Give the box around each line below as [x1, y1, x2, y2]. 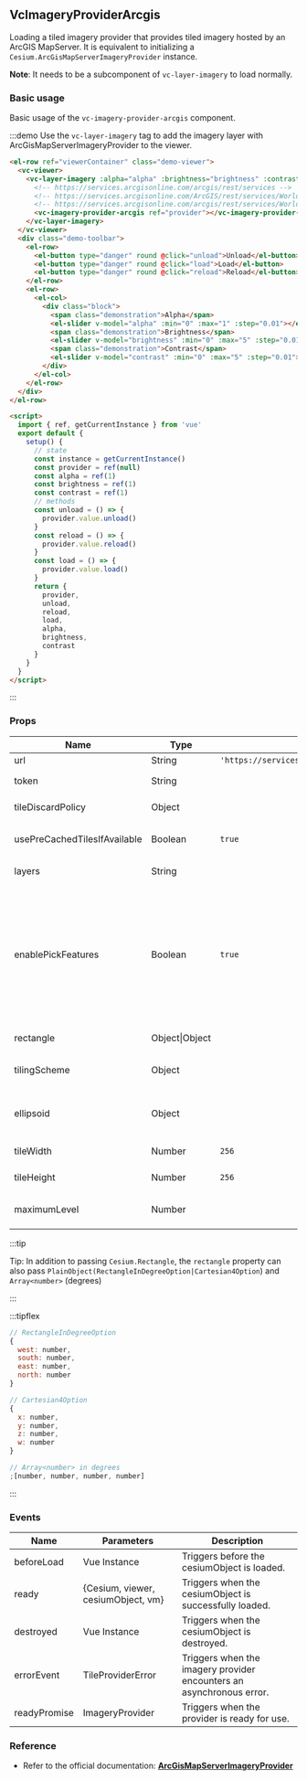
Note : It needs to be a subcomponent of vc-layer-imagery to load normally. [9, 69, 293, 80]
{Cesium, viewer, [82, 1582, 155, 1594]
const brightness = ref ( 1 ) [33, 480, 137, 489]
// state [33, 445, 68, 455]
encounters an [181, 1675, 244, 1688]
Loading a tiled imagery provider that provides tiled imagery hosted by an [9, 31, 286, 42]
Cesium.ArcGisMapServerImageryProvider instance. [9, 50, 198, 62]
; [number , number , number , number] [9, 1471, 145, 1480]
